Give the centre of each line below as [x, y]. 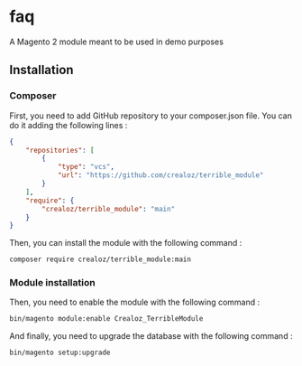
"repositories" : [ [60, 150]
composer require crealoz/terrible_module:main [101, 259]
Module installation [53, 283]
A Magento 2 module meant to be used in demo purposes [116, 42]
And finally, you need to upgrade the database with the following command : [151, 336]
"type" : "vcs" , [86, 167]
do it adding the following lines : [69, 125]
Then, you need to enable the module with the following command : [135, 302]
